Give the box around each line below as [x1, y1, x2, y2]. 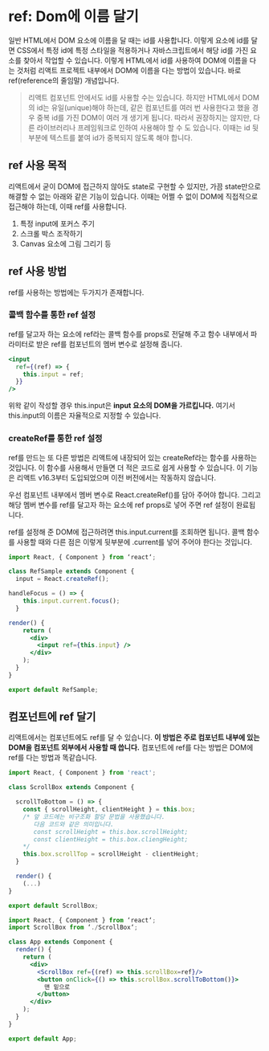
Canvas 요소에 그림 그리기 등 [19, 239, 112, 248]
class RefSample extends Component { [8, 567, 135, 575]
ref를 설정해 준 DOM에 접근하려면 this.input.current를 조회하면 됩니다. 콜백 [8, 527, 245, 537]
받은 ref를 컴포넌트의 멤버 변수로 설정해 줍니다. [35, 339, 183, 349]
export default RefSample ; [8, 685, 99, 693]
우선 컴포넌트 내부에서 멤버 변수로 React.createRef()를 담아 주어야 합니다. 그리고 [8, 489, 261, 499]
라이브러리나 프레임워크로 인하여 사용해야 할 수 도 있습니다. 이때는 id [36, 122, 251, 133]
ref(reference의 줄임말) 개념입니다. [8, 76, 120, 85]
